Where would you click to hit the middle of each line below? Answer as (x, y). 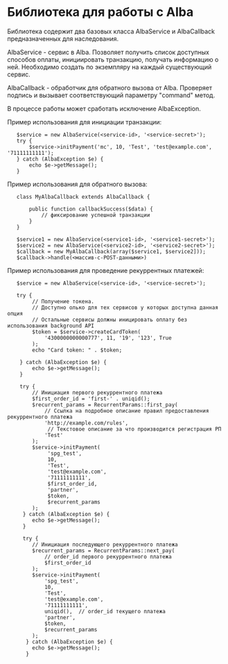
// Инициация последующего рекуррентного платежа (105, 545)
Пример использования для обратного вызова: (77, 184)
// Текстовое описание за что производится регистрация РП (134, 429)
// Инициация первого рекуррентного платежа (97, 392)
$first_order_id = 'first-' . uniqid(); (91, 399)
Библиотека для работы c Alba (100, 12)
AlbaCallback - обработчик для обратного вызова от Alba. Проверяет (110, 88)
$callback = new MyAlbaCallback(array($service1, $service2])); (111, 251)
